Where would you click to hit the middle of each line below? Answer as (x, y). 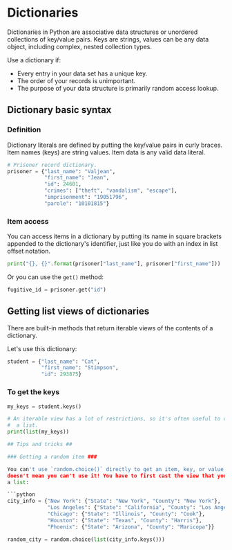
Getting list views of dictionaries (78, 311)
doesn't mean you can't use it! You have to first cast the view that (111, 476)
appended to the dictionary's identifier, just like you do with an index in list (113, 244)
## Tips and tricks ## (40, 445)
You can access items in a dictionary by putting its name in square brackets (115, 236)
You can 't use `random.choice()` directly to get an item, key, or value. (117, 469)
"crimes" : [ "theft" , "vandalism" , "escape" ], (110, 191)
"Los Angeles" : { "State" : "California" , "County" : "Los (129, 508)
